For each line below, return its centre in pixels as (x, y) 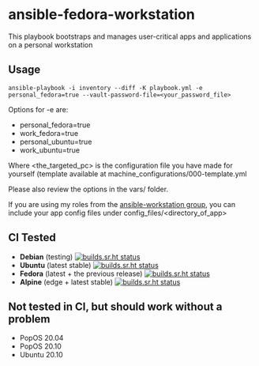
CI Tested (32, 238)
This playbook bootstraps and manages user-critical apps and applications (130, 36)
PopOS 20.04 (41, 338)
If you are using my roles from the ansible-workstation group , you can (122, 204)
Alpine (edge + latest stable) (66, 281)
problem (29, 319)
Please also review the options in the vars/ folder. (88, 189)
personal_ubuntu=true (56, 141)
